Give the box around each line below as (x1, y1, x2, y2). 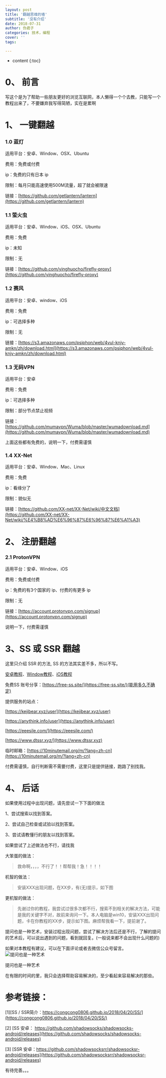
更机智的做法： (5, 895, 36, 901)
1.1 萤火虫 (5, 212, 28, 219)
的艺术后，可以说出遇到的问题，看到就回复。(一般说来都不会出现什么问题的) (5, 934, 160, 940)
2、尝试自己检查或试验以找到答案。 (5, 821, 78, 827)
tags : (5, 40, 16, 45)
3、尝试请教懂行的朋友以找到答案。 (5, 832, 78, 838)
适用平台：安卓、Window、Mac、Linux (5, 464, 85, 470)
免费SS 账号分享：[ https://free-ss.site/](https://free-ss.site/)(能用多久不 (5, 682, 151, 688)
